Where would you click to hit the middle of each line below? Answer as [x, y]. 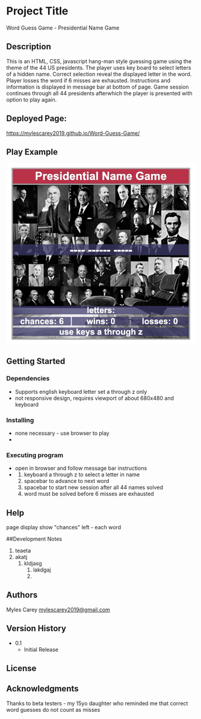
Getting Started [36, 362]
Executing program [35, 455]
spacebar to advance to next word [66, 481]
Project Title [37, 11]
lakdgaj [42, 570]
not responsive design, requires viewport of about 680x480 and [94, 398]
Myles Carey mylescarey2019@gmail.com [58, 609]
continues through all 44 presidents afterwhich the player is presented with [99, 93]
